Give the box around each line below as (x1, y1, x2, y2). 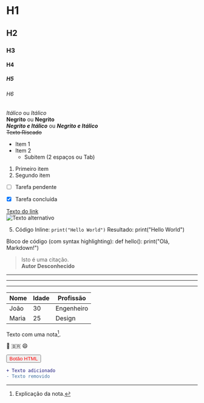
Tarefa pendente (15, 183, 57, 190)
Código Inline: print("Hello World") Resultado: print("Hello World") (15, 226, 185, 233)
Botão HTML (9, 356, 38, 362)
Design (55, 314, 76, 322)
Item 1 (15, 140, 30, 148)
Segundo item (15, 171, 50, 179)
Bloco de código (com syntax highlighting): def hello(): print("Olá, (6, 238, 170, 245)
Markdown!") (6, 244, 39, 251)
